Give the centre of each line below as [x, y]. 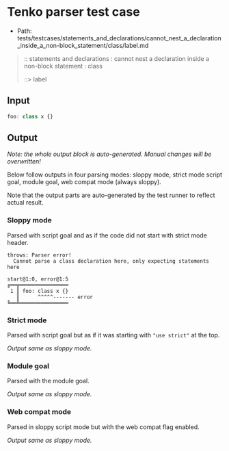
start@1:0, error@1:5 [38, 279]
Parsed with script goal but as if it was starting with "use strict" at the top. [113, 335]
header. [18, 242]
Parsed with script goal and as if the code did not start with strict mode [107, 235]
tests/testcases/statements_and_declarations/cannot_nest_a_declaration [119, 38]
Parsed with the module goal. [49, 381]
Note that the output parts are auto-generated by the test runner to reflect [111, 195]
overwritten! [24, 162]
